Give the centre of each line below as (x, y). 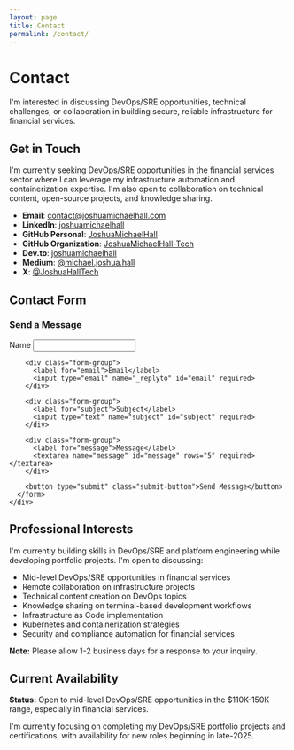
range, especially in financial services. (79, 709)
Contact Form (48, 300)
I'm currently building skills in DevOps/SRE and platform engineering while (145, 551)
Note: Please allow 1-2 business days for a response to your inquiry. (134, 651)
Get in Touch (45, 148)
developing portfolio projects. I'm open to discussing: (106, 560)
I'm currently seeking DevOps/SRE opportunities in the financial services (142, 170)
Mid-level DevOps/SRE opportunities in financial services (126, 577)
